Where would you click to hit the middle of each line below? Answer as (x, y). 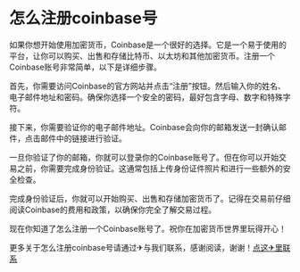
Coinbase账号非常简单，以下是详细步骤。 (86, 67)
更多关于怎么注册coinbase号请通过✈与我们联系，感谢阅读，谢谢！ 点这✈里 (146, 247)
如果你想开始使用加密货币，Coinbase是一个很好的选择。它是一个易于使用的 (148, 45)
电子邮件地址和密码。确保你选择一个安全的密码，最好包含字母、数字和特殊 (146, 97)
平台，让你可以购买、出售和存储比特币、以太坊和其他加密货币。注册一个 (142, 55)
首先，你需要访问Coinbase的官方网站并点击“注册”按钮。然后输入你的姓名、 (147, 86)
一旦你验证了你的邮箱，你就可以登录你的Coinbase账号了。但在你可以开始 (144, 157)
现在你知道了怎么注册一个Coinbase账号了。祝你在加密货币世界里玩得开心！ (148, 228)
